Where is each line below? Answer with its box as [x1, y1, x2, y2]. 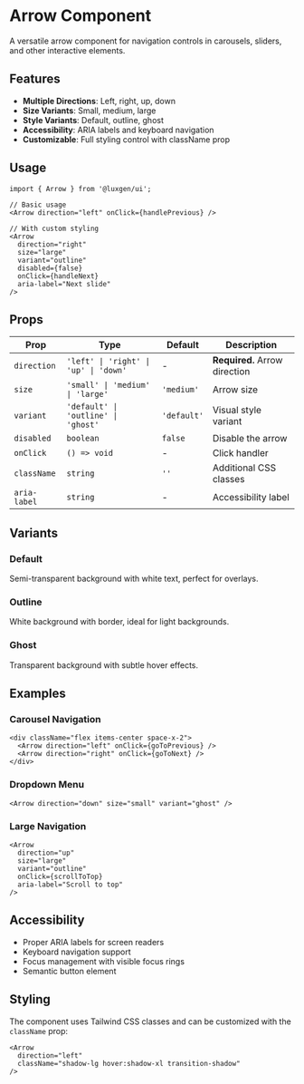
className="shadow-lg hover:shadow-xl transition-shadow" [17, 1059, 242, 1068]
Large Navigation [9, 819, 87, 832]
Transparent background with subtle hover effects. [9, 659, 199, 671]
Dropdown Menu [9, 779, 84, 791]
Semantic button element [22, 965, 117, 976]
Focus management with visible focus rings [22, 955, 185, 966]
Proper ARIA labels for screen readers [22, 936, 165, 947]
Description [225, 339, 278, 352]
